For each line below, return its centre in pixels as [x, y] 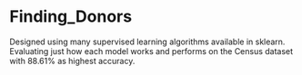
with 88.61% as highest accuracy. [72, 61]
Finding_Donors [71, 17]
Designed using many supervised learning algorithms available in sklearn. [147, 42]
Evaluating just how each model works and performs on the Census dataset [151, 51]
